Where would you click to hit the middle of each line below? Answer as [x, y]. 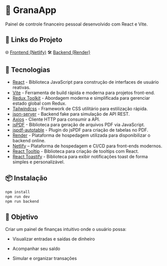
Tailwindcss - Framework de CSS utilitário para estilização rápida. [80, 108]
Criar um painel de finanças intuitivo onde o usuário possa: [66, 229]
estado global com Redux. [39, 103]
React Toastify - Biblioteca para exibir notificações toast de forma [80, 156]
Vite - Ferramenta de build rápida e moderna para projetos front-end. [83, 93]
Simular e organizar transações [44, 258]
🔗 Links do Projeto [34, 40]
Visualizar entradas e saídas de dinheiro [53, 239]
